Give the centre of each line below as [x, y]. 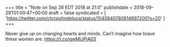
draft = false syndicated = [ [77, 13]
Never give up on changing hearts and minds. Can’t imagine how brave [80, 33]
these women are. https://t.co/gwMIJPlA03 [51, 39]
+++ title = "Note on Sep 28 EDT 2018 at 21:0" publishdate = [69, 7]
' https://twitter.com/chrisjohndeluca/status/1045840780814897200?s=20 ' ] [85, 18]
